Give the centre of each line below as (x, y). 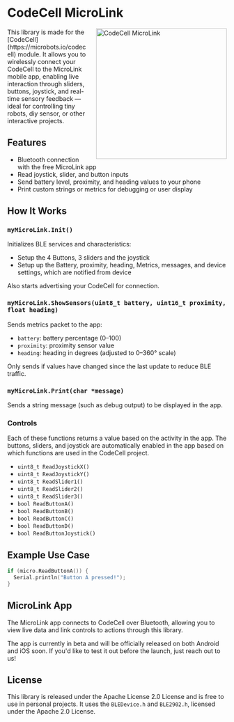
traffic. (17, 373)
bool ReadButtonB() (46, 512)
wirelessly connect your (41, 61)
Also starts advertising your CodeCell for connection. (84, 286)
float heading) (33, 310)
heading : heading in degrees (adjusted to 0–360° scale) (96, 352)
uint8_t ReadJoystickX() (53, 467)
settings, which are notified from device (75, 272)
